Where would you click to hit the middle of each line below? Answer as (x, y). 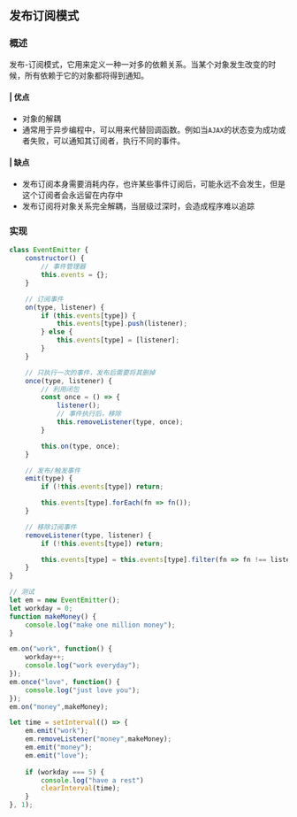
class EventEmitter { (49, 250)
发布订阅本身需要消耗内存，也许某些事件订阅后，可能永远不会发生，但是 (153, 184)
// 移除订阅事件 (51, 527)
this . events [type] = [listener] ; (118, 340)
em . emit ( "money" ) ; (59, 748)
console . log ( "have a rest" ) (92, 780)
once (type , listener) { (69, 381)
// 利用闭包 (60, 389)
